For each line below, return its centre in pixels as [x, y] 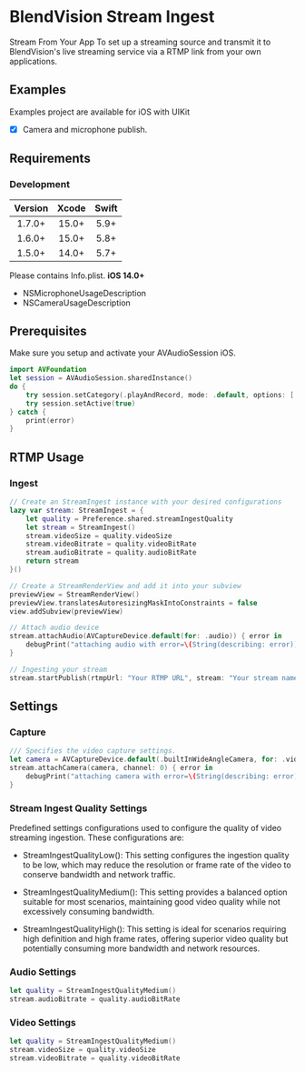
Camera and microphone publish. [85, 129]
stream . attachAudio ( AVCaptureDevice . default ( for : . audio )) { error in [146, 636]
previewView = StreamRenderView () [75, 594]
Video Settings [43, 1022]
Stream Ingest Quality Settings [79, 808]
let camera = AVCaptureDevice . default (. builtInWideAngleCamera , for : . [148, 760]
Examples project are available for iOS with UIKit [100, 112]
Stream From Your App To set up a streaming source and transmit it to [140, 42]
